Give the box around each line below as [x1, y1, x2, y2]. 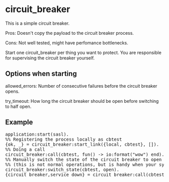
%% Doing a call [5, 146, 45, 152]
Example [5, 118, 33, 127]
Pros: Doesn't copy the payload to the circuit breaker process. [5, 30, 134, 36]
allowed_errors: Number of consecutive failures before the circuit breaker [5, 83, 157, 89]
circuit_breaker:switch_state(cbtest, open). [5, 166, 120, 172]
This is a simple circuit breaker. [5, 20, 69, 26]
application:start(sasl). [5, 131, 69, 137]
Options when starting [5, 70, 77, 78]
